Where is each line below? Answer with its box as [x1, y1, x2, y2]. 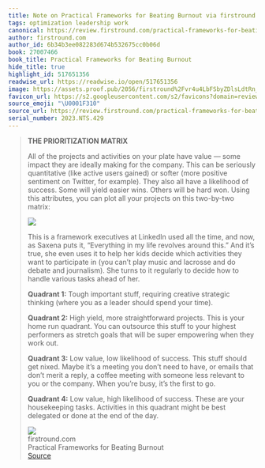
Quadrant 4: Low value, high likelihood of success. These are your [27, 394, 244, 403]
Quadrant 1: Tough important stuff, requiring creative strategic [27, 289, 230, 299]
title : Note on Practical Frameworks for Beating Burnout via [8, 11, 217, 20]
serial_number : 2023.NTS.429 [8, 115, 104, 123]
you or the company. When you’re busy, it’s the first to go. [27, 379, 216, 388]
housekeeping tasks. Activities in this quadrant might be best [27, 402, 226, 412]
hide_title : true [8, 63, 65, 71]
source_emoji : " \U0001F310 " [8, 100, 101, 108]
